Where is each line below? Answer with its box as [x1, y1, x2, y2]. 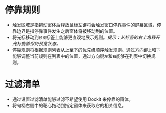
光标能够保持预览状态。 [12, 40, 61, 46]
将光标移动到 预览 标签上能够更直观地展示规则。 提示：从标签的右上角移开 [12, 34, 160, 40]
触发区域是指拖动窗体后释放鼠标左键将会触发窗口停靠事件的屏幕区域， [12, 22, 157, 28]
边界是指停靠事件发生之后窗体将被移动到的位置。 [16, 28, 118, 34]
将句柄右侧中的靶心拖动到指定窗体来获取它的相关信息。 [12, 102, 126, 108]
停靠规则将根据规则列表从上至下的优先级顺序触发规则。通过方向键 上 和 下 [12, 47, 160, 53]
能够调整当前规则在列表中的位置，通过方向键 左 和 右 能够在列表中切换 [12, 53, 151, 59]
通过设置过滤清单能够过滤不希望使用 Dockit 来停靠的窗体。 [12, 96, 133, 102]
